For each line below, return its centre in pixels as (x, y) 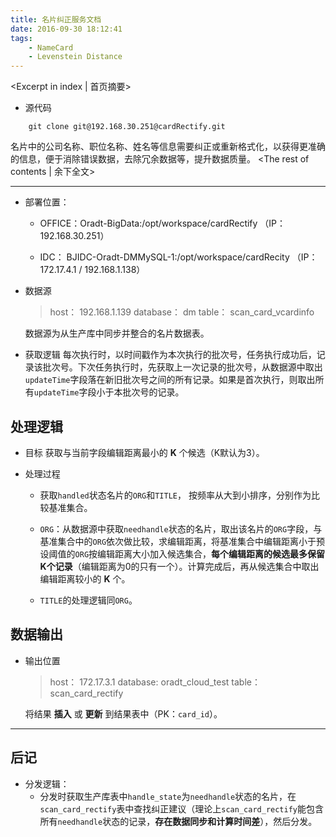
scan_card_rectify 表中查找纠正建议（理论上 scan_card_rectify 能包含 (181, 808)
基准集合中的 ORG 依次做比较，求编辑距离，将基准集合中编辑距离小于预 (182, 541)
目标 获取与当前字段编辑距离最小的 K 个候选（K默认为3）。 (144, 452)
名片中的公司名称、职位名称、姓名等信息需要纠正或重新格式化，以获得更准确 (168, 147)
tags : (21, 38)
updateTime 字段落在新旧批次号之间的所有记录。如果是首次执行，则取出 (170, 380)
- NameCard (51, 47)
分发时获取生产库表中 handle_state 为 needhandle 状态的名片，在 (168, 796)
